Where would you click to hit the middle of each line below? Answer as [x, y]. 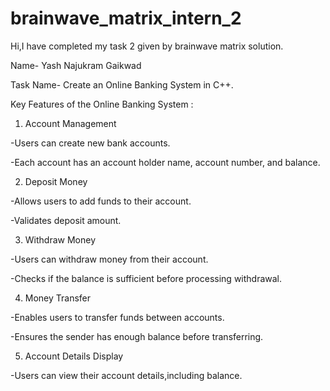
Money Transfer [58, 298]
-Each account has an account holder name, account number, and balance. [165, 162]
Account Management [70, 123]
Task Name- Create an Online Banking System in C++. [122, 84]
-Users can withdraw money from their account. [109, 259]
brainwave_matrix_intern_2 [126, 18]
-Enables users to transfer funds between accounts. [117, 317]
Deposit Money [56, 181]
